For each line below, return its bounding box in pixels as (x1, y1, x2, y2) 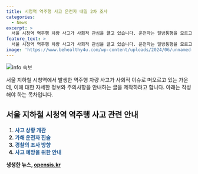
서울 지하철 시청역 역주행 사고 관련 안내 (6, 110, 138, 120)
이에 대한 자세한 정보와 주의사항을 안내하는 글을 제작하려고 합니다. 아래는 (14, 83, 181, 91)
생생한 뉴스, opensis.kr (6, 161, 61, 168)
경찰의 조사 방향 (14, 141, 51, 148)
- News (11, 19, 28, 25)
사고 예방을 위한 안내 (14, 148, 62, 156)
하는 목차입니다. (16, 91, 54, 98)
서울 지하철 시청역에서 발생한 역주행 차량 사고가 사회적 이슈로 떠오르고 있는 (6, 76, 178, 83)
